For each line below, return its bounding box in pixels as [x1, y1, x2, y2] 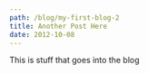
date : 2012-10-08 [9, 30, 75, 39]
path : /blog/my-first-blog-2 [9, 13, 120, 23]
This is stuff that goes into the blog [9, 55, 140, 66]
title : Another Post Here [9, 22, 107, 31]
